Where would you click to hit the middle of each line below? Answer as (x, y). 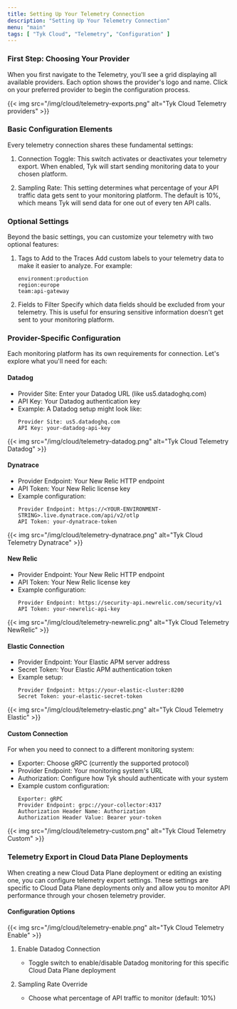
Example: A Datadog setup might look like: (80, 409)
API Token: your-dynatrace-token (67, 521)
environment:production (53, 279)
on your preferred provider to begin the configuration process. (99, 89)
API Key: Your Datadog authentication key (79, 401)
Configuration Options (41, 912)
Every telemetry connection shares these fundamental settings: (100, 145)
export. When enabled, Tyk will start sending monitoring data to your (118, 166)
